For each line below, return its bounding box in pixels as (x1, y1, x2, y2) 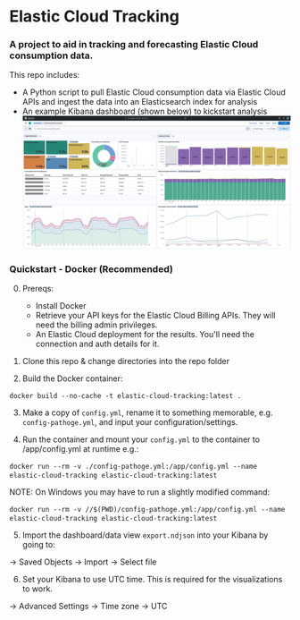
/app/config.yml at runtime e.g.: (21, 444, 139, 454)
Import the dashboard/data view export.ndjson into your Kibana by (21, 530, 269, 540)
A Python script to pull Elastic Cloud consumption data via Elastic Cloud (21, 87, 286, 98)
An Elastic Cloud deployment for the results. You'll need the (35, 329, 254, 340)
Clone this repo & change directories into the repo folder (21, 356, 230, 367)
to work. (21, 583, 54, 594)
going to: (21, 539, 55, 550)
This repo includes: (9, 70, 80, 81)
